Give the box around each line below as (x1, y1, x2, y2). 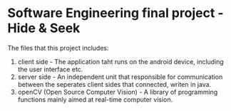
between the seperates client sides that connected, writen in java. (17, 80, 212, 88)
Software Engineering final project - (7, 5, 224, 21)
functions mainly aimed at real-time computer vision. (17, 95, 173, 104)
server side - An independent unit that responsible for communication (17, 73, 223, 81)
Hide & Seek (7, 20, 81, 36)
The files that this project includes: (7, 43, 109, 52)
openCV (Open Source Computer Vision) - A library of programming (17, 88, 218, 96)
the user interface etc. (17, 65, 83, 73)
